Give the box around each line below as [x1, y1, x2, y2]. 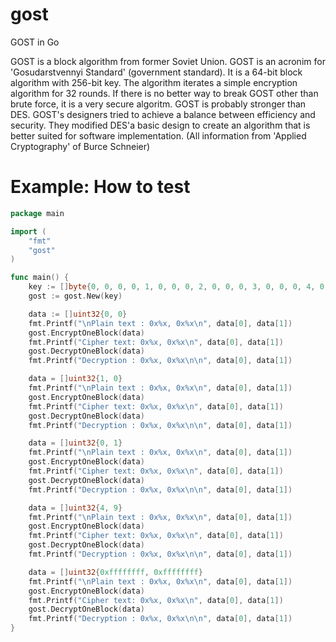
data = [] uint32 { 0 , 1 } [28, 438, 123, 448]
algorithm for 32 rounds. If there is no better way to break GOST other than [10, 87, 319, 99]
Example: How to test [10, 176, 191, 198]
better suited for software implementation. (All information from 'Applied [10, 129, 307, 142]
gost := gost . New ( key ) [28, 291, 123, 301]
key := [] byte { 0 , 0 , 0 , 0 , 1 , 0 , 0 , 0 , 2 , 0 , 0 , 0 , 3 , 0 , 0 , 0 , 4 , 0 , [28, 282, 330, 292]
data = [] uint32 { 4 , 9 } [28, 503, 123, 513]
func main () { [10, 273, 70, 283]
